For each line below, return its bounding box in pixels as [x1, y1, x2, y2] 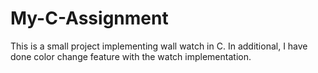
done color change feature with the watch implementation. [10, 50, 252, 62]
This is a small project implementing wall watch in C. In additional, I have [10, 40, 308, 52]
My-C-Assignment [10, 7, 169, 30]
